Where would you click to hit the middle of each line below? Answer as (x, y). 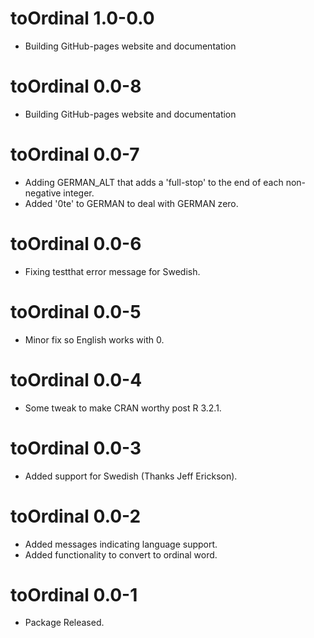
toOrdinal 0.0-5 (76, 311)
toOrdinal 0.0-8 (76, 86)
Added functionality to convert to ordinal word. (121, 554)
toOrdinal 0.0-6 (76, 244)
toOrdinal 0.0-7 (75, 154)
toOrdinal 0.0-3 (76, 448)
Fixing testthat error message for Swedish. (112, 271)
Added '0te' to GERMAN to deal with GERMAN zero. (131, 203)
